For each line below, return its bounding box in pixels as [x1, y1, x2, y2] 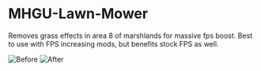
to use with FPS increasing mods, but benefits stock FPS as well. [8, 39, 219, 48]
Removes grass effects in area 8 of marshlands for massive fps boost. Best [8, 31, 253, 40]
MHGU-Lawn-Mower [8, 5, 149, 23]
